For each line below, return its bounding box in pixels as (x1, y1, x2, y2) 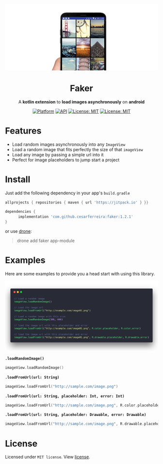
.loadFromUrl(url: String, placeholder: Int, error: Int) (5, 394, 125, 398)
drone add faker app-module (16, 238, 75, 244)
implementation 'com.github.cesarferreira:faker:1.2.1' (17, 214, 133, 220)
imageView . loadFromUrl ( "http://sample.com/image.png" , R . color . (5, 403, 138, 408)
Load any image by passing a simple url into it (12, 152, 104, 157)
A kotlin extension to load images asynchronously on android (18, 99, 145, 104)
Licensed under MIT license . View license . (5, 454, 91, 460)
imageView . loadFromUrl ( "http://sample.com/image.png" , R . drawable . (5, 422, 145, 427)
